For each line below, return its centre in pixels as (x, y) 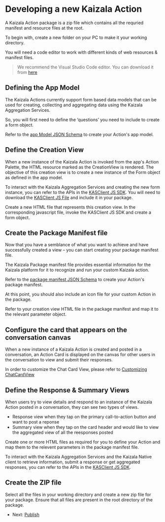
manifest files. (19, 57)
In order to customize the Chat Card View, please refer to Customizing (76, 369)
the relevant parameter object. (36, 314)
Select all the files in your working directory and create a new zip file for (78, 494)
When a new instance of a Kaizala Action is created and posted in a (73, 349)
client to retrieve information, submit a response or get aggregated (73, 462)
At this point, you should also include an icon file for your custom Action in (81, 294)
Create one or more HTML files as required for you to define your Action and (83, 442)
